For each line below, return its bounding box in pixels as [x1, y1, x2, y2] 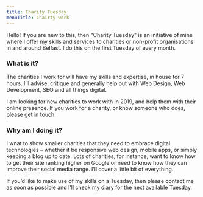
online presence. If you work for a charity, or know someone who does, [6, 104, 186, 111]
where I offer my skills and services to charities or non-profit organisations [6, 38, 194, 45]
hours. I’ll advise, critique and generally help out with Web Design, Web [6, 80, 185, 87]
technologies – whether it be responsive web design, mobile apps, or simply [6, 147, 197, 154]
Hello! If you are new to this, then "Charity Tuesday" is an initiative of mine [6, 31, 193, 38]
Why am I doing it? [6, 126, 63, 134]
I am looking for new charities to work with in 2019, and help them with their [6, 98, 196, 105]
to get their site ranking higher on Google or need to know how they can [6, 159, 187, 167]
